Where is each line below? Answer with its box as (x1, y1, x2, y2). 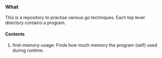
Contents (5, 31, 25, 37)
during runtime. (12, 47, 44, 53)
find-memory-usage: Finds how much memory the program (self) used (12, 42, 158, 48)
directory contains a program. (5, 20, 66, 26)
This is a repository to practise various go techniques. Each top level (5, 15, 145, 21)
